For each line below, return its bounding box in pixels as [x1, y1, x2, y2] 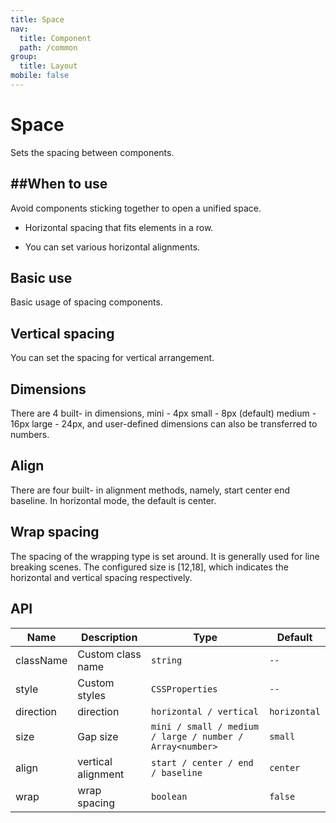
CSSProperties [151, 683, 218, 695]
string [151, 654, 183, 666]
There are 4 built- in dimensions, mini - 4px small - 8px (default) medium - [10, 407, 317, 420]
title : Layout [19, 61, 78, 71]
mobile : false [10, 71, 70, 81]
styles [77, 688, 106, 702]
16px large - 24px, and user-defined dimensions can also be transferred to [10, 418, 318, 430]
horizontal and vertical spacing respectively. [10, 571, 193, 583]
